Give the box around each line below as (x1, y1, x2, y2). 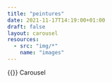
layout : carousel (7, 29, 58, 37)
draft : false (7, 23, 46, 30)
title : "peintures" (7, 10, 65, 17)
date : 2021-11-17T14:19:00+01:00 (7, 17, 106, 24)
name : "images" (20, 50, 65, 56)
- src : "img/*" (13, 43, 58, 50)
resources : (7, 36, 39, 43)
